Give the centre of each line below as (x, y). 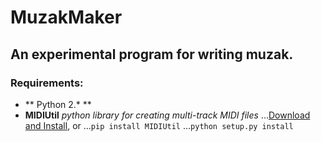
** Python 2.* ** (58, 104)
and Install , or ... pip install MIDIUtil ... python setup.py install (159, 125)
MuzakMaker (66, 17)
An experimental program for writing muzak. (152, 54)
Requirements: (47, 83)
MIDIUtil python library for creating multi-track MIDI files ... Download (167, 115)
